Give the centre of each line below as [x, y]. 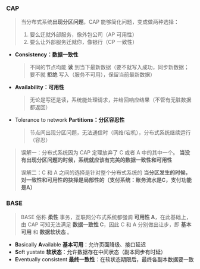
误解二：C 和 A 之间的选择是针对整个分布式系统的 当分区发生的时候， [106, 173]
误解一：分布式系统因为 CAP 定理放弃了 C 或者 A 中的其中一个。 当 [103, 153]
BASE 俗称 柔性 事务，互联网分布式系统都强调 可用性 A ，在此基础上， [106, 217]
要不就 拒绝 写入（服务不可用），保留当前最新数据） [93, 75]
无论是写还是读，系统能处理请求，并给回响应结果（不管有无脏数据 [110, 100]
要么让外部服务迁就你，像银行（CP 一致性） [84, 42]
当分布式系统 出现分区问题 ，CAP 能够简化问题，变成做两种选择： [100, 22]
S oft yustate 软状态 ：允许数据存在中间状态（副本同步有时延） [90, 252]
